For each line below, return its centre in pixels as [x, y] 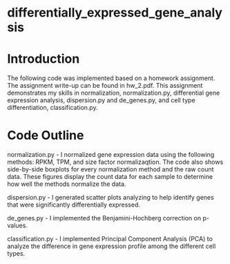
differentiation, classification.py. [52, 108]
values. [17, 225]
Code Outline [46, 135]
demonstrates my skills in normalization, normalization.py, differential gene [114, 93]
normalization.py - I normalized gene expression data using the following [111, 155]
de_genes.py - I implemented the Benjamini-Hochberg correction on [104, 218]
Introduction [44, 59]
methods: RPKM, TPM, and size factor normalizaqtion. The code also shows [115, 162]
